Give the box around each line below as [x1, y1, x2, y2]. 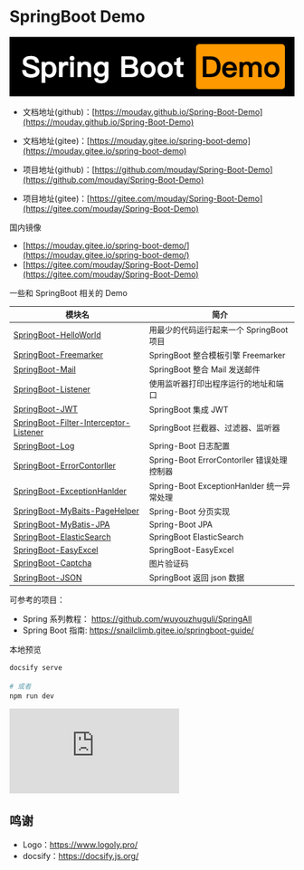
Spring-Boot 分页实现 [148, 505, 231, 517]
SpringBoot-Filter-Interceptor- [13, 416, 131, 427]
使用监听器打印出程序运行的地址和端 [148, 378, 284, 389]
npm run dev [9, 692, 54, 701]
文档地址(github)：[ [22, 106, 95, 117]
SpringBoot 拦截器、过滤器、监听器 [148, 422, 280, 433]
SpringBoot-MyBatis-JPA [13, 519, 110, 531]
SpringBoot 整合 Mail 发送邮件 [148, 364, 261, 375]
